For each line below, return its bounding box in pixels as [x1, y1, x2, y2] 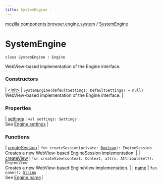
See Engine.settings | [5, 121, 49, 127]
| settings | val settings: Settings [5, 116, 77, 122]
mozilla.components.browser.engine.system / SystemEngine [5, 21, 129, 27]
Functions [5, 133, 30, 140]
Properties [5, 105, 31, 112]
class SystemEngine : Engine [5, 55, 65, 60]
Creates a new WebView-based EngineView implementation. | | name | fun [5, 165, 157, 171]
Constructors [5, 75, 38, 82]
